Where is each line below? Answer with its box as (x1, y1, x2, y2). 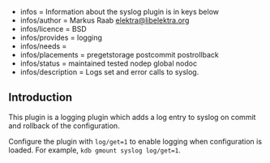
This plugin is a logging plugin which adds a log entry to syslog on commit (8, 112, 256, 122)
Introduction (8, 91, 73, 105)
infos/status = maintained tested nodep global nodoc (19, 58, 197, 68)
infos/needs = (19, 41, 67, 51)
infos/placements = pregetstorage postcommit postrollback (19, 50, 219, 59)
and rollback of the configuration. (8, 121, 120, 131)
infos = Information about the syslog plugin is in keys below (19, 7, 219, 16)
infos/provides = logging (19, 32, 103, 42)
